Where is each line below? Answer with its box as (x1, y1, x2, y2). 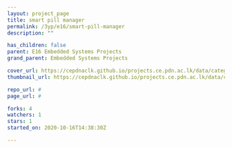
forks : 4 (7, 105, 32, 112)
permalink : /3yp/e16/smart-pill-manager (7, 23, 126, 30)
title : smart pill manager (7, 17, 85, 24)
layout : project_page (7, 10, 70, 17)
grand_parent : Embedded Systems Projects (7, 55, 128, 62)
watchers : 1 (7, 111, 41, 118)
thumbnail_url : (7, 73, 51, 80)
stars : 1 (7, 118, 32, 125)
